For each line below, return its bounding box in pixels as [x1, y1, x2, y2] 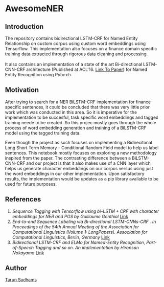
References [5, 195, 41, 203]
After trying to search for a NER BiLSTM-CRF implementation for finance [5, 99, 151, 105]
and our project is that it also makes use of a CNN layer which [26, 160, 151, 166]
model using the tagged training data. [5, 130, 81, 136]
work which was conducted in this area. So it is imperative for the [5, 109, 137, 115]
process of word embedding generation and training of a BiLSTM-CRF [5, 125, 147, 131]
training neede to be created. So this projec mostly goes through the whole [5, 119, 157, 125]
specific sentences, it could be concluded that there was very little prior [5, 104, 150, 110]
